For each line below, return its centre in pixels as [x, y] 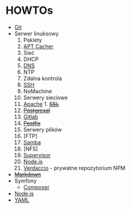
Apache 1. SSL [41, 104]
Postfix [32, 123]
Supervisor [37, 155]
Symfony [26, 181]
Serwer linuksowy [36, 33]
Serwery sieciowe [45, 98]
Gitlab [31, 117]
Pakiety [33, 40]
